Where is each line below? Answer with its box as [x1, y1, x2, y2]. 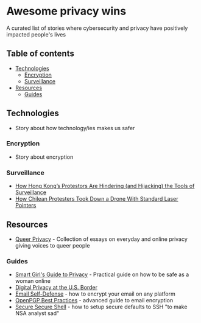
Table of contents [6, 49, 74, 59]
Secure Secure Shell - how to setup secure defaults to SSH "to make [15, 303, 188, 311]
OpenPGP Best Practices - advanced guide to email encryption [15, 297, 174, 304]
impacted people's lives [6, 30, 66, 38]
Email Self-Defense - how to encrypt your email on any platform [15, 290, 175, 297]
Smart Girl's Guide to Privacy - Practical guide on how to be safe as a [15, 271, 189, 278]
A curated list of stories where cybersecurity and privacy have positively [6, 24, 188, 32]
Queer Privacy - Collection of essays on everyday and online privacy [15, 235, 188, 243]
